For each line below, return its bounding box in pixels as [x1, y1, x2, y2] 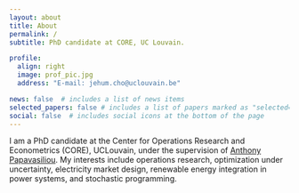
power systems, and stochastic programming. [9, 173, 177, 184]
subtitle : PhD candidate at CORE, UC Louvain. [9, 37, 185, 47]
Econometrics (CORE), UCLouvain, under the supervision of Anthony [9, 145, 262, 156]
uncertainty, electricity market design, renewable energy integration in [9, 164, 267, 174]
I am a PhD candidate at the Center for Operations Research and [9, 135, 246, 147]
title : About [9, 21, 58, 30]
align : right [17, 62, 66, 71]
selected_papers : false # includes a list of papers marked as [9, 103, 249, 112]
